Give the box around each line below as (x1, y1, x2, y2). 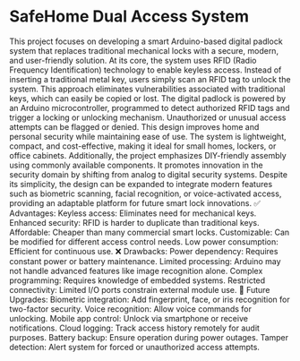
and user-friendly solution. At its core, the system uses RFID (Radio (9, 55, 257, 65)
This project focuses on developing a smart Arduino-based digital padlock (9, 36, 284, 47)
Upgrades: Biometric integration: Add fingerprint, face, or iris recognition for (9, 294, 291, 305)
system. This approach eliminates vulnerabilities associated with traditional (9, 83, 286, 94)
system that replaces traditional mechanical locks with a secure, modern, (9, 45, 279, 56)
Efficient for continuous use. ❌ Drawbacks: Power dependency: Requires (9, 245, 279, 256)
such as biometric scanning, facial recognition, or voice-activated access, (9, 188, 282, 199)
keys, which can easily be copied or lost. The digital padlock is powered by (9, 92, 287, 104)
